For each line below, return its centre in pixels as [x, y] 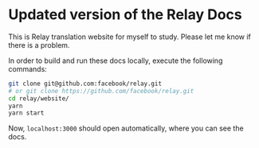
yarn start [26, 113]
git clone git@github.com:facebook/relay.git [85, 84]
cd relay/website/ [39, 98]
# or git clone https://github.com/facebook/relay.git [101, 91]
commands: [28, 68]
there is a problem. [39, 45]
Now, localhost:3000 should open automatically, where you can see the [126, 128]
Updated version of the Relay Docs [125, 15]
